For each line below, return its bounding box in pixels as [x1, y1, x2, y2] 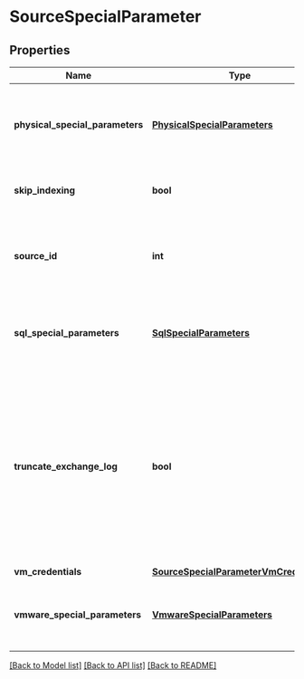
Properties [9, 43, 71, 58]
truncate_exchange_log [14, 460, 118, 473]
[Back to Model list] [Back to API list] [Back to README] [9, 660, 217, 671]
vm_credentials [14, 566, 82, 578]
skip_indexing [14, 184, 75, 196]
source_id [14, 250, 58, 262]
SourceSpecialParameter [9, 6, 202, 27]
